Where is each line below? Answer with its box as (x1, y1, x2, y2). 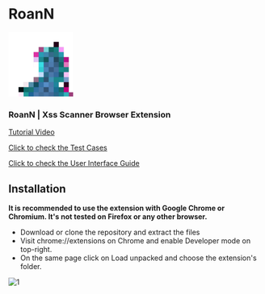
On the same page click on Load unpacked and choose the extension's (19, 253, 257, 263)
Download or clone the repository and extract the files (19, 227, 200, 238)
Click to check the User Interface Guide (8, 159, 140, 168)
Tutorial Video (8, 127, 55, 137)
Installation (8, 182, 66, 196)
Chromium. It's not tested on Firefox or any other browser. (8, 212, 208, 222)
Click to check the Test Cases (8, 143, 107, 153)
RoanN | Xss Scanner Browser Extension (8, 109, 171, 120)
